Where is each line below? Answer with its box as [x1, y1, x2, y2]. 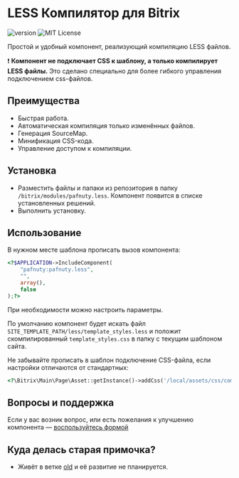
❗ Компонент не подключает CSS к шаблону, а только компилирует [7, 56, 218, 65]
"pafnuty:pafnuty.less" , [20, 266, 94, 273]
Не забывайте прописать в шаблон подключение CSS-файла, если [7, 356, 211, 364]
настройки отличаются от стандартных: [7, 363, 129, 371]
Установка [7, 165, 57, 177]
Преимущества [7, 95, 80, 107]
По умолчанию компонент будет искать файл [7, 319, 146, 328]
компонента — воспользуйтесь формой [7, 423, 129, 432]
